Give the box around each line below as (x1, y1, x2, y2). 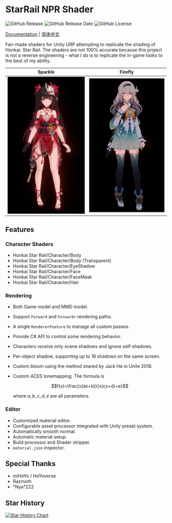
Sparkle (37, 69, 55, 75)
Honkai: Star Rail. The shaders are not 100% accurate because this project (5, 47, 162, 53)
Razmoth (12, 478, 32, 485)
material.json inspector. (12, 444, 65, 451)
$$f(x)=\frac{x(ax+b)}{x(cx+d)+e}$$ (51, 383, 129, 389)
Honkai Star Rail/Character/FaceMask (12, 274, 92, 280)
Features (5, 225, 34, 234)
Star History (5, 498, 45, 507)
